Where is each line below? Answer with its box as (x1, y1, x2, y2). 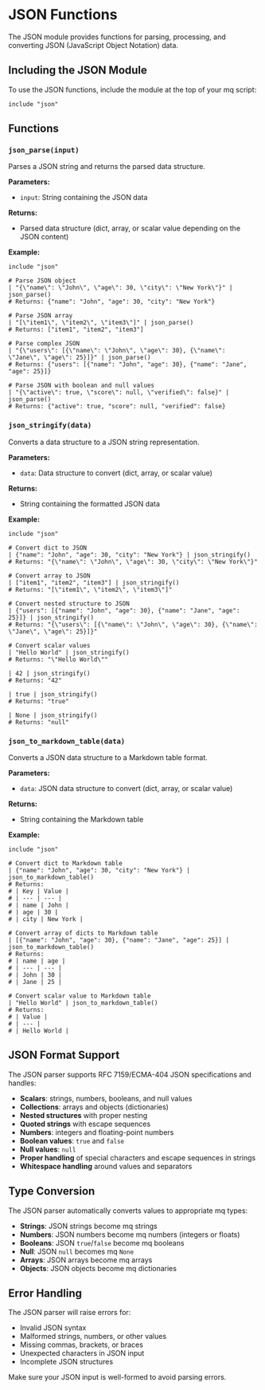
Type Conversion (8, 1184, 95, 1198)
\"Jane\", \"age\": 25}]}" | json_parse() (8, 353, 151, 362)
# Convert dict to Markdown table (8, 860, 123, 868)
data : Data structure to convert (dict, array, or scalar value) (19, 468, 213, 478)
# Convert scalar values (8, 641, 91, 649)
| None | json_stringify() (8, 711, 98, 719)
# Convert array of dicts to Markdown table (8, 929, 158, 938)
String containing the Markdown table (19, 815, 144, 825)
